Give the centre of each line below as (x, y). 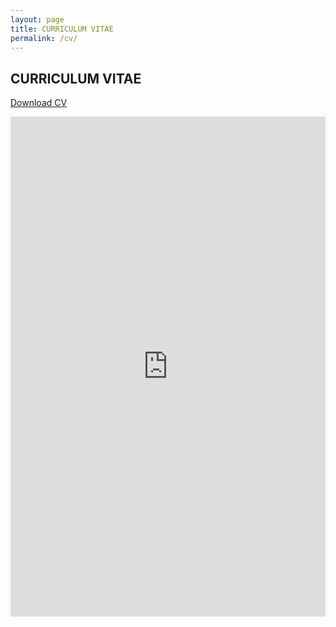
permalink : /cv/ (44, 38)
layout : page (37, 19)
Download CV (39, 103)
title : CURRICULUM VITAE (62, 29)
